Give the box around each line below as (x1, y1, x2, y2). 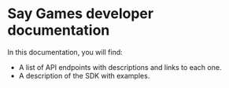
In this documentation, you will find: (7, 47, 123, 57)
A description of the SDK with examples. (18, 71, 150, 80)
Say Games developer (7, 5, 154, 23)
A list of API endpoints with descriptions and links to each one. (18, 62, 222, 71)
